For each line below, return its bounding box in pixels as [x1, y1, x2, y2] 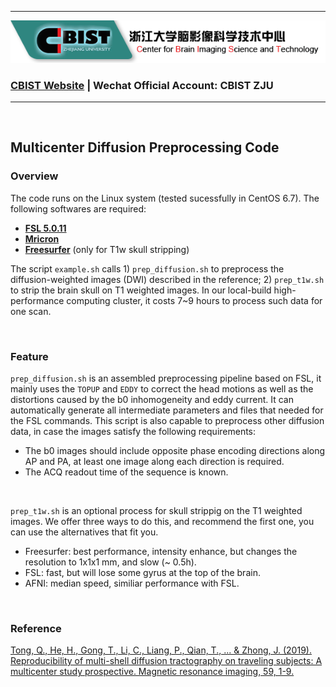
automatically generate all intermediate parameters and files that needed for [10, 404, 324, 416]
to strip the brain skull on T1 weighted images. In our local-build [10, 284, 272, 296]
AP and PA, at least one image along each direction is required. [24, 456, 285, 468]
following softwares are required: [10, 202, 147, 215]
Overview [10, 169, 59, 183]
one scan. [10, 305, 52, 317]
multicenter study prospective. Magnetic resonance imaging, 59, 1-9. [10, 666, 295, 678]
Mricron [24, 232, 60, 245]
